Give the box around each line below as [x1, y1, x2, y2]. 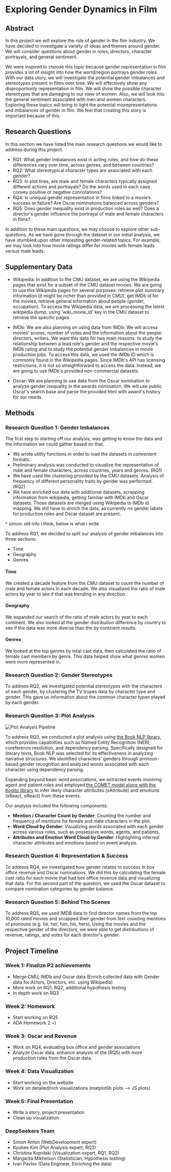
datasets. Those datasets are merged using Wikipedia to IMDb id [12, 500, 149, 506]
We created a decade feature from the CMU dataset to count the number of [5, 580, 164, 586]
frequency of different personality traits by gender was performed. [12, 478, 153, 484]
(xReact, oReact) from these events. [5, 792, 81, 799]
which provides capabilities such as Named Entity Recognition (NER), [5, 739, 151, 745]
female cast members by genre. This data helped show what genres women [5, 653, 165, 659]
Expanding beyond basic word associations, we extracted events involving [5, 776, 162, 782]
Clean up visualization [12, 1114, 60, 1121]
